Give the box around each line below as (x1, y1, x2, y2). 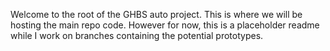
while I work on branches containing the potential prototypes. (10, 30, 264, 41)
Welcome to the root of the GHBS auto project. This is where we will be (10, 9, 303, 20)
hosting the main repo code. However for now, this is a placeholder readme (10, 19, 320, 31)
